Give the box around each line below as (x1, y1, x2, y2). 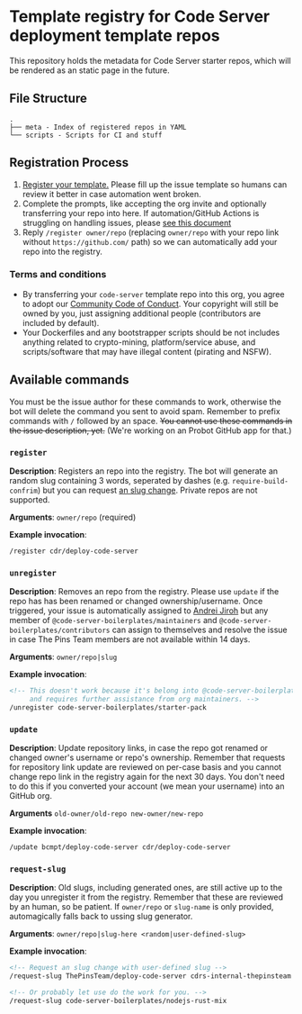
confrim (9, 486, 39, 495)
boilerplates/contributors (9, 626, 111, 636)
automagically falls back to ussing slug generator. (9, 911, 193, 922)
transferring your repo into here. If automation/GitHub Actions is (22, 207, 260, 218)
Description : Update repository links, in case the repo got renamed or (9, 743, 268, 754)
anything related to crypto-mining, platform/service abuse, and (22, 336, 256, 348)
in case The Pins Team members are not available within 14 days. (9, 634, 251, 645)
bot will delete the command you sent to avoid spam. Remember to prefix (9, 405, 280, 416)
